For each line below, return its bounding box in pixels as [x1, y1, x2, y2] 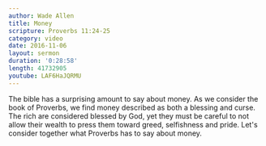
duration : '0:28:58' [8, 57, 79, 65]
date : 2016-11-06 [8, 42, 67, 50]
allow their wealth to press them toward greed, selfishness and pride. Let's [8, 119, 258, 129]
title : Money [8, 19, 53, 27]
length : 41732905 [8, 65, 67, 73]
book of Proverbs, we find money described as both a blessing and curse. [8, 102, 255, 112]
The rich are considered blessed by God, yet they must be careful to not [8, 111, 250, 121]
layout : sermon [8, 49, 60, 57]
